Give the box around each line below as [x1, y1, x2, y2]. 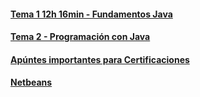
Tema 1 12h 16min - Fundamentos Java [10, 8, 173, 20]
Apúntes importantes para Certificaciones [10, 53, 190, 65]
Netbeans [10, 76, 53, 89]
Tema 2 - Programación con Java [10, 31, 151, 43]
